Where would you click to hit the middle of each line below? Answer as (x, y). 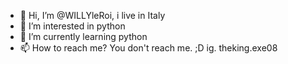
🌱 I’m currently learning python (83, 36)
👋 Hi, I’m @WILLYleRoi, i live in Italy (92, 15)
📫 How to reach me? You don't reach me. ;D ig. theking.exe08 (148, 48)
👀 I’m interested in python (72, 26)
